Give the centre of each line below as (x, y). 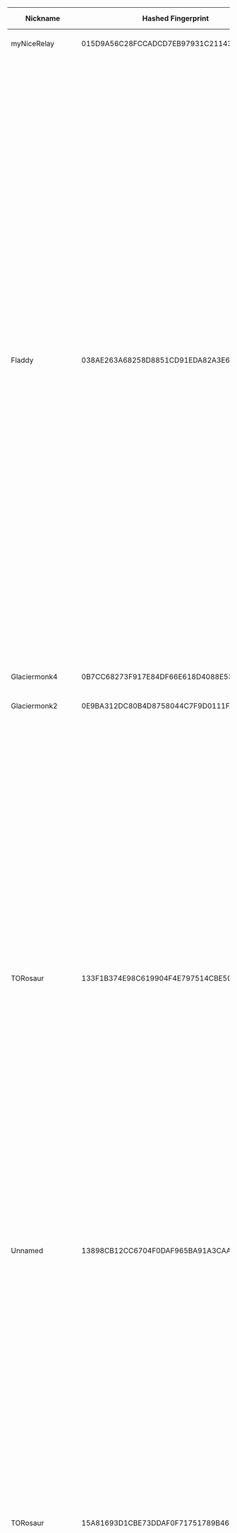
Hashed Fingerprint (176, 18)
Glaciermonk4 (34, 677)
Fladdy (22, 360)
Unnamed (27, 1250)
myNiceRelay (33, 44)
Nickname (43, 18)
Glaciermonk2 (34, 706)
